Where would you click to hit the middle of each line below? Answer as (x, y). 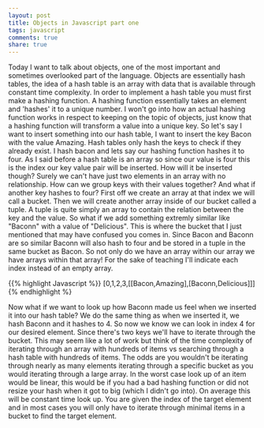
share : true (28, 45)
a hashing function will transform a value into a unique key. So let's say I (125, 126)
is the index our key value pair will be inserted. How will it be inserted (120, 168)
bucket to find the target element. (62, 416)
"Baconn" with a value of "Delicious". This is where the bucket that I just (125, 226)
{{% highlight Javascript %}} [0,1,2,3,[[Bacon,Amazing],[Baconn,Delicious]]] (132, 284)
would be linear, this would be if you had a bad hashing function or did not (128, 382)
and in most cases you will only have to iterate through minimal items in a (127, 408)
